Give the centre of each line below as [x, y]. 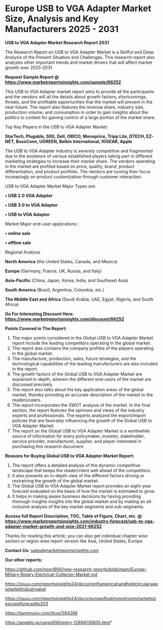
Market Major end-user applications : [42, 224]
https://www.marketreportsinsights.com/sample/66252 [63, 82]
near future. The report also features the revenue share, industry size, [75, 107]
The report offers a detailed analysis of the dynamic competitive [76, 465]
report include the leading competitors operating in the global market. [81, 343]
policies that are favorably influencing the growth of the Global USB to [82, 420]
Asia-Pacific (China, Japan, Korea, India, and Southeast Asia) [67, 280]
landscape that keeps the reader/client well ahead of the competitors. [81, 470]
